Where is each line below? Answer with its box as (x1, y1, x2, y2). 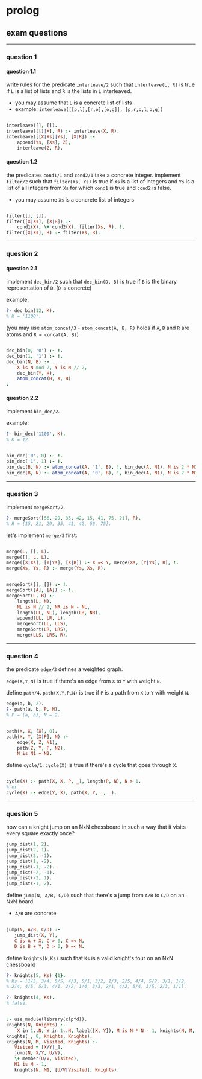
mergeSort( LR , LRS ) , (17, 626, 69, 632)
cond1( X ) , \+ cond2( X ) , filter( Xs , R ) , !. (17, 224, 125, 230)
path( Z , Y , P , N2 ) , (17, 745, 66, 751)
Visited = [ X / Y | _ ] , (14, 1045, 63, 1051)
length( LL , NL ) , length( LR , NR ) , (17, 610, 101, 616)
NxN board (6, 898, 34, 905)
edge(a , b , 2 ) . (6, 701, 44, 707)
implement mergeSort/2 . (6, 503, 65, 511)
